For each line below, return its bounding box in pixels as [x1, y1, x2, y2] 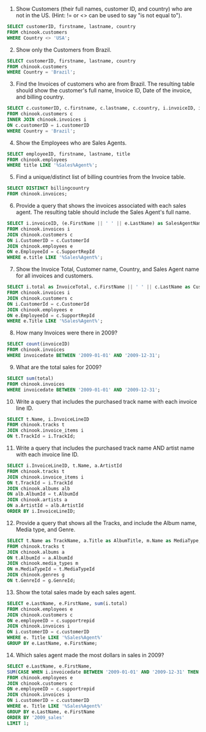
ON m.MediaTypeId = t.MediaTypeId [7, 566, 95, 572]
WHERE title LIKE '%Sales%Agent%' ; [7, 162, 98, 168]
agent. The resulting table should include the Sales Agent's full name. [15, 208, 191, 216]
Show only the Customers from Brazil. [15, 46, 112, 53]
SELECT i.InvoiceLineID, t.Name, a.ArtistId [7, 462, 122, 469]
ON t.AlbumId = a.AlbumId [7, 554, 73, 561]
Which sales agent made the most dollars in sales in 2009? [15, 651, 164, 658]
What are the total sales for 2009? [15, 363, 102, 371]
